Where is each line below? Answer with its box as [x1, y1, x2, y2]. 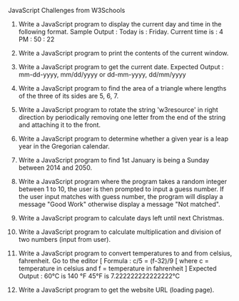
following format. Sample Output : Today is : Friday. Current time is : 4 [18, 28, 224, 36]
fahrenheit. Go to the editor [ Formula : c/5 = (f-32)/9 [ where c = [18, 257, 209, 265]
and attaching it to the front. [18, 121, 101, 129]
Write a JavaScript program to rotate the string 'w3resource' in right [18, 106, 218, 113]
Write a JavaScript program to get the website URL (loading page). [18, 285, 215, 294]
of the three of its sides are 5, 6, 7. [18, 92, 119, 100]
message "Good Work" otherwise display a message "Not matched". [18, 200, 220, 208]
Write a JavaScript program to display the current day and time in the [18, 20, 222, 28]
